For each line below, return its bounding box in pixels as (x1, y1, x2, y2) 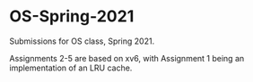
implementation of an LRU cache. (9, 62, 133, 73)
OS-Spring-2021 (9, 6, 135, 27)
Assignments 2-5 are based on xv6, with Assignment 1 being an (9, 53, 245, 63)
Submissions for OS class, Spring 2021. (9, 36, 155, 46)
